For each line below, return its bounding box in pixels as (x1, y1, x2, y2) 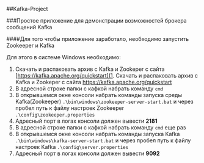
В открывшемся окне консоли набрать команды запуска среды (15, 92, 182, 98)
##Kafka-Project (6, 5, 48, 12)
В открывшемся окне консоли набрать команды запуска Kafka (15, 131, 180, 137)
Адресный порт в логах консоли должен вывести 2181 (15, 117, 158, 125)
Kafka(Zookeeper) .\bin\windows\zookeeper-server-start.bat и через (15, 98, 194, 105)
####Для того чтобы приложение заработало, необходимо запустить (6, 35, 189, 42)
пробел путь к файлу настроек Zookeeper (15, 104, 124, 112)
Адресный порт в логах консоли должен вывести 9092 (15, 150, 160, 157)
